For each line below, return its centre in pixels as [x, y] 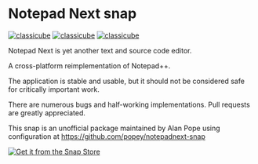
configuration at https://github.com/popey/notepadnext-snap [107, 136]
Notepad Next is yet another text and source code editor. [100, 50]
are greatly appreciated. [47, 113]
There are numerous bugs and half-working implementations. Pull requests [129, 104]
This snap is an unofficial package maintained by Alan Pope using [114, 128]
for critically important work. [54, 89]
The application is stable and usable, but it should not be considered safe [127, 81]
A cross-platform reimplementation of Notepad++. [89, 66]
